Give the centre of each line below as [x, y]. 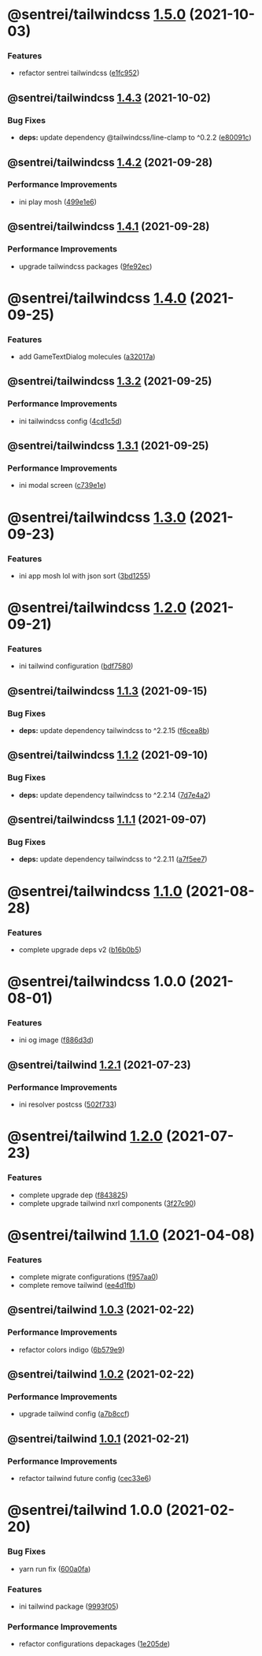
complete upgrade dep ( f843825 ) [73, 1195]
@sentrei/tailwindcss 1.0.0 [97, 982]
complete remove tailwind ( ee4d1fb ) [77, 1286]
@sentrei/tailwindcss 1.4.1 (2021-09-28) [109, 227]
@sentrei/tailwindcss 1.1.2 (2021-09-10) [108, 755]
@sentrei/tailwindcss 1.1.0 [95, 891]
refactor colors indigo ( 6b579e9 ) [72, 1349]
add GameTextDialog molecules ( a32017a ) [87, 357]
